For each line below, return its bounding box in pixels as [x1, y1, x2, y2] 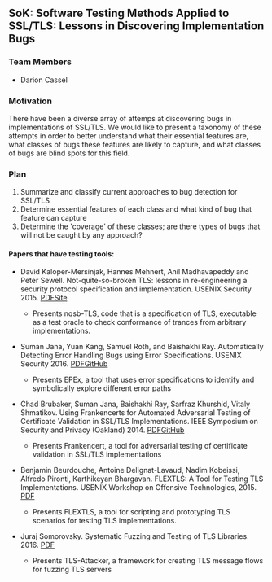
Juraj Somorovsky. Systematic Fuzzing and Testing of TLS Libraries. [20, 532, 250, 541]
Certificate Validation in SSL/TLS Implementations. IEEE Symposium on [20, 417, 259, 427]
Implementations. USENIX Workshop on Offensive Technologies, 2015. [20, 483, 257, 492]
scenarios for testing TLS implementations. [32, 516, 177, 526]
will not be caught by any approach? [20, 230, 143, 240]
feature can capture [20, 213, 87, 223]
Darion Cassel [20, 75, 68, 85]
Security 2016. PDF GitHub [20, 359, 108, 369]
